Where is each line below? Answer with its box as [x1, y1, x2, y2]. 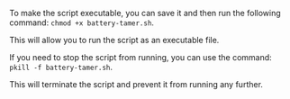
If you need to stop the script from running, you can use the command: [9, 52, 272, 62]
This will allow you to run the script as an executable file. [9, 35, 220, 45]
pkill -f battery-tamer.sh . [9, 62, 113, 72]
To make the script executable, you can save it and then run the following [9, 8, 281, 18]
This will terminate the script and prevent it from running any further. [9, 79, 264, 89]
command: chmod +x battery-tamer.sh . [9, 17, 155, 28]
